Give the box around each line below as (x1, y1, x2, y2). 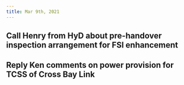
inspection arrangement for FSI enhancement (6, 40, 179, 51)
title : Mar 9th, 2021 (6, 8, 60, 15)
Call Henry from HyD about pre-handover (6, 31, 162, 41)
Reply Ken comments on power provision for (6, 60, 174, 70)
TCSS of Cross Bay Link (6, 70, 95, 80)
